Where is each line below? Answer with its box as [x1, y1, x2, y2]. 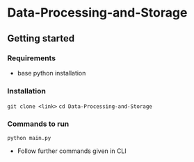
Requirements [7, 53, 56, 63]
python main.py [7, 135, 51, 142]
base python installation [17, 69, 86, 77]
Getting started [7, 33, 75, 44]
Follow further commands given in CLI [17, 147, 127, 155]
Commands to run [7, 119, 70, 129]
